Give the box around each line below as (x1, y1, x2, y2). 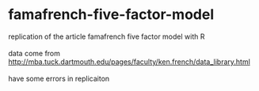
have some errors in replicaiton (8, 74, 110, 83)
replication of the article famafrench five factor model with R (8, 32, 205, 41)
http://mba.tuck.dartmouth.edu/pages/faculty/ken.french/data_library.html (8, 57, 251, 66)
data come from (8, 48, 61, 58)
